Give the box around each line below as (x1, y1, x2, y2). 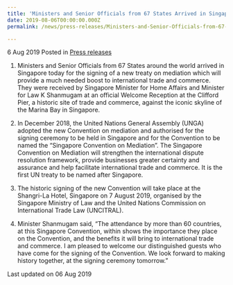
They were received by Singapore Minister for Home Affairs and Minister (17, 84, 225, 92)
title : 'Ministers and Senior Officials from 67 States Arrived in (7, 10, 207, 17)
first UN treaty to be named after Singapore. (17, 171, 144, 179)
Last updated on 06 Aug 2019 (7, 270, 92, 278)
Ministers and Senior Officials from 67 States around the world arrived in (17, 62, 225, 70)
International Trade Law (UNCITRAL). (17, 206, 123, 215)
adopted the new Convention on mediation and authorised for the (17, 126, 205, 135)
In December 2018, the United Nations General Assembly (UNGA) (17, 119, 205, 128)
